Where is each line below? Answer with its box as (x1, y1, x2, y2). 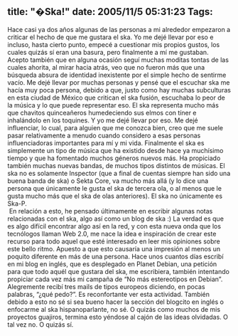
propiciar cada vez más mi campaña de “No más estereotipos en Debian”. (7, 275, 223, 283)
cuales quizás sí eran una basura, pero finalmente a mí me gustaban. (7, 48, 209, 56)
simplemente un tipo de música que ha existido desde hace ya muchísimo (7, 146, 224, 154)
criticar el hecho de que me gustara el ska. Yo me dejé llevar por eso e (7, 33, 214, 41)
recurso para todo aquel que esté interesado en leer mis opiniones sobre (7, 237, 220, 246)
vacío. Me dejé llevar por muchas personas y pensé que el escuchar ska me (7, 78, 230, 87)
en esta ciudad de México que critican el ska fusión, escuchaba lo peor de (7, 93, 225, 102)
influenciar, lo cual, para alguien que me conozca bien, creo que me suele (7, 123, 224, 132)
